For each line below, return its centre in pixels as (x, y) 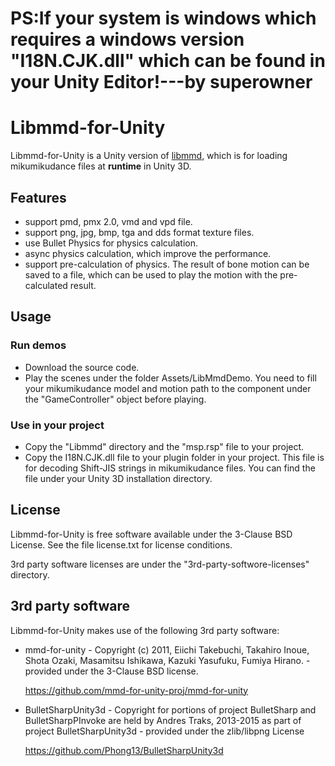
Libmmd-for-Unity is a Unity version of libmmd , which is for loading (149, 156)
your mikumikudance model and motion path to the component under (168, 388)
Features (38, 197)
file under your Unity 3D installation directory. (118, 478)
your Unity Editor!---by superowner (161, 82)
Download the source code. (82, 367)
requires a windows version (127, 39)
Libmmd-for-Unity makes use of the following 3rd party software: (145, 630)
